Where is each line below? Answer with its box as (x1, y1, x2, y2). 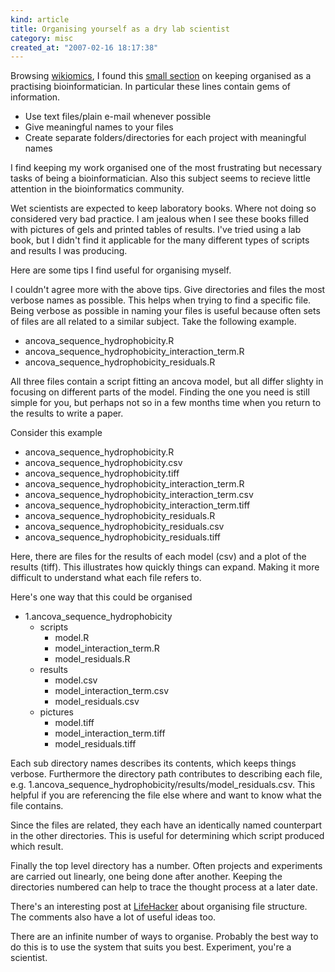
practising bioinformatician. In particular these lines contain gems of (10, 81, 291, 93)
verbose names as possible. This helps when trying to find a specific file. (10, 294, 312, 306)
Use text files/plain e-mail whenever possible (24, 111, 212, 123)
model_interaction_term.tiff (54, 727, 166, 740)
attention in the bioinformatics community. (10, 183, 185, 195)
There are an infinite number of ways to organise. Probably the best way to (10, 931, 319, 943)
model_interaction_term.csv (54, 685, 170, 697)
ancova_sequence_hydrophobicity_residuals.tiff (24, 531, 221, 543)
